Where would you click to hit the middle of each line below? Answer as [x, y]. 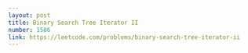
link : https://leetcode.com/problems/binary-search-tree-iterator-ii [124, 37]
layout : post [29, 15]
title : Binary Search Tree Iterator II [73, 23]
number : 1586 [29, 30]
